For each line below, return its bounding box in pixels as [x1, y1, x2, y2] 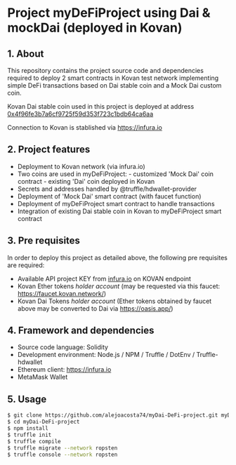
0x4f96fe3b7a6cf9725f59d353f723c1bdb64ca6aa [7, 110, 154, 118]
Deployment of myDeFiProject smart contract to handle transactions [17, 199, 216, 208]
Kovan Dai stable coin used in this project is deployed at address [7, 102, 195, 110]
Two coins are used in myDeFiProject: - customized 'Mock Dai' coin [17, 170, 214, 178]
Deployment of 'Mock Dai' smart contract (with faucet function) [17, 191, 202, 201]
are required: [7, 261, 45, 269]
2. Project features [7, 144, 91, 156]
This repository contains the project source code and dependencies [7, 67, 204, 74]
